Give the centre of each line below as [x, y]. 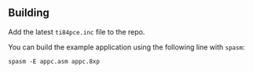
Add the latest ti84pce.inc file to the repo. [77, 31]
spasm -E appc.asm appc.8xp [54, 61]
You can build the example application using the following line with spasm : [126, 47]
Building [29, 13]
